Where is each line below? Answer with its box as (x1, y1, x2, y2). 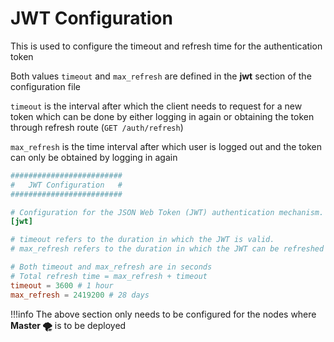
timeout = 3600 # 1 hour (10, 280, 114, 291)
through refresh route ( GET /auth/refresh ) (10, 121, 184, 133)
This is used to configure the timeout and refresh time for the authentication (10, 40, 323, 52)
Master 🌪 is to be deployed (10, 319, 127, 331)
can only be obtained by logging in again (10, 151, 178, 163)
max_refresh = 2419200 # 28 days (10, 290, 150, 300)
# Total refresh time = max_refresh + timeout (10, 271, 208, 281)
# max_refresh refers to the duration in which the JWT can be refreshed (10, 244, 325, 254)
